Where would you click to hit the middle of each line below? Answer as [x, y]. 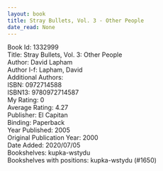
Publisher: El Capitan [38, 115]
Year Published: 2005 [39, 130]
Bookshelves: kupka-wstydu [49, 153]
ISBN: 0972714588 [35, 85]
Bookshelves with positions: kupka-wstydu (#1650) [82, 160]
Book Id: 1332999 [33, 48]
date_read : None [31, 27]
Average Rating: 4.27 [38, 108]
